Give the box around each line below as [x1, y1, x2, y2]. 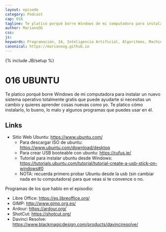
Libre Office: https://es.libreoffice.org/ [12, 195, 90, 201]
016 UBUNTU [5, 75, 60, 86]
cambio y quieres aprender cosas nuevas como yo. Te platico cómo [5, 102, 143, 108]
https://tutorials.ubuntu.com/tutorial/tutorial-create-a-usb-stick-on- [19, 160, 158, 166]
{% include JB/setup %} [5, 57, 54, 63]
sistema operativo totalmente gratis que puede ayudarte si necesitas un [5, 96, 151, 102]
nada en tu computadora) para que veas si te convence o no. [19, 176, 144, 182]
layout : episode [5, 7, 39, 12]
